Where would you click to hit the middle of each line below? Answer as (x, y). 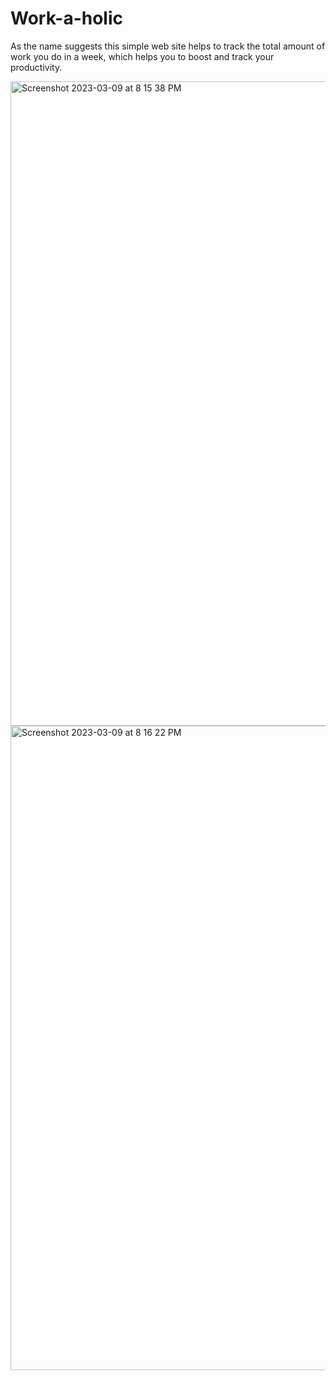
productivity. (36, 67)
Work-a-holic (67, 18)
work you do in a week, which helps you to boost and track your (142, 56)
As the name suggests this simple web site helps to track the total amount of (168, 46)
